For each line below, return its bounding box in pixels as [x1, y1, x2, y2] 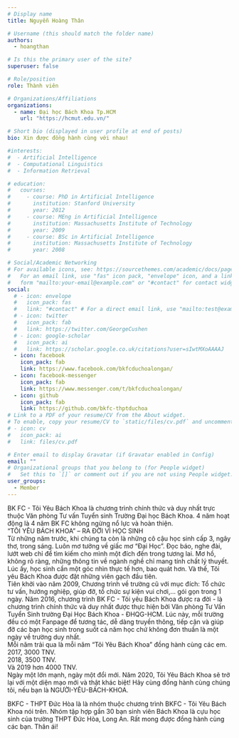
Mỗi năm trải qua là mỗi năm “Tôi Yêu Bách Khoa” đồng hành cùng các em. [7, 640, 228, 649]
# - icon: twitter [14, 312, 69, 319]
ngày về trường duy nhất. [7, 632, 81, 641]
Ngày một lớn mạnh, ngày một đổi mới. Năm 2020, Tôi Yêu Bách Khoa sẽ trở [7, 670, 230, 679]
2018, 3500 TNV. [7, 655, 57, 664]
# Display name [7, 10, 53, 18]
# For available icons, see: [7, 266, 94, 273]
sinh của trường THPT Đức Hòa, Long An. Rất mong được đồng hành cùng [7, 714, 225, 723]
